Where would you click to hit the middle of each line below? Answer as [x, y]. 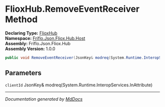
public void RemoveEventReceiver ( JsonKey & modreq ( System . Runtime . [74, 57]
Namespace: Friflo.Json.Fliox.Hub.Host [45, 38]
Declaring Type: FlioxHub [31, 33]
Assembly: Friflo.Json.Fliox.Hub [38, 43]
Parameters [23, 73]
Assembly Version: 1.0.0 [30, 49]
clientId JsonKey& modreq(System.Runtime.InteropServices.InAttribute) [79, 85]
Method [21, 19]
